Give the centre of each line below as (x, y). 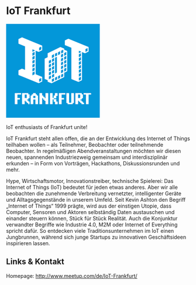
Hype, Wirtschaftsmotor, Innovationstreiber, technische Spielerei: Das (90, 181)
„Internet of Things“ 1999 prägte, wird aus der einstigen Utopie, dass (89, 206)
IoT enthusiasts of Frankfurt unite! (47, 127)
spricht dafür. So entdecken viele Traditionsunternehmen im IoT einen (90, 230)
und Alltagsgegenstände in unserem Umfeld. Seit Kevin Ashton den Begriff (96, 199)
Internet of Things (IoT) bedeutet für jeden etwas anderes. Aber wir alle (92, 187)
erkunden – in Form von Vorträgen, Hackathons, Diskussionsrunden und (93, 163)
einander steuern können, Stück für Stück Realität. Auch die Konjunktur (92, 218)
